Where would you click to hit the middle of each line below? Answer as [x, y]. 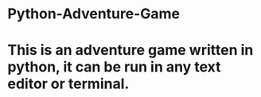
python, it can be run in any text [114, 67]
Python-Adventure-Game [94, 14]
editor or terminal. [68, 84]
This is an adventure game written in [130, 50]
